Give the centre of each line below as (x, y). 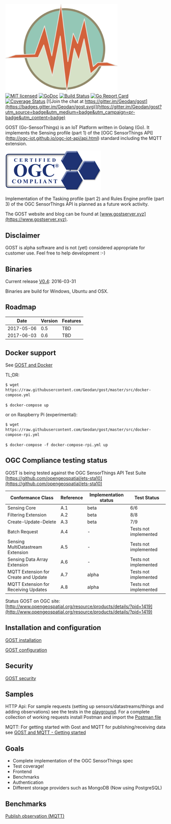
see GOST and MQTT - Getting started (46, 732)
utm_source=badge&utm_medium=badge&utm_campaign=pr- (70, 112)
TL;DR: (12, 375)
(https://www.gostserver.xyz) (36, 219)
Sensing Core (22, 507)
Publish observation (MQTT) (35, 816)
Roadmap (21, 307)
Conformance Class (32, 497)
